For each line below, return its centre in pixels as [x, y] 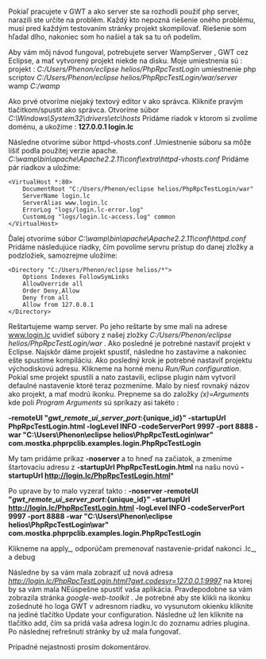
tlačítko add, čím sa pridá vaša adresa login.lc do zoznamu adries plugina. [129, 623]
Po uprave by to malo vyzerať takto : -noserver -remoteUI [103, 491]
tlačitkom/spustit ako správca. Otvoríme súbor [84, 110]
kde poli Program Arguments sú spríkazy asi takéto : [94, 402]
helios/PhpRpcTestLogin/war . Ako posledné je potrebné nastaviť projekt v [130, 343]
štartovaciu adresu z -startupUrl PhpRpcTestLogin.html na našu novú [124, 467]
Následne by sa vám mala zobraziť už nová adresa [91, 572]
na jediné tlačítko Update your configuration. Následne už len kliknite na [126, 614]
